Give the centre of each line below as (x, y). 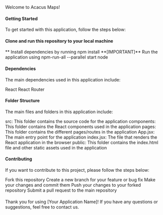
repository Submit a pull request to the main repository (61, 190)
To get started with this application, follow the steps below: (65, 30)
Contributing (19, 159)
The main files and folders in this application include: (59, 112)
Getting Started (22, 18)
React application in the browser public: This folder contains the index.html (82, 142)
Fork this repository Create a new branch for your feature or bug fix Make (80, 180)
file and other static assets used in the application (56, 147)
